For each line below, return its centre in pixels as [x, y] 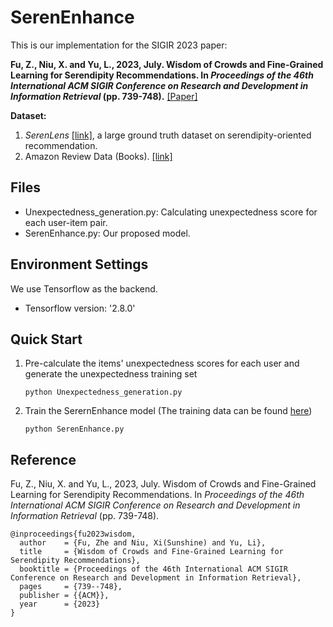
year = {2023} [60, 604]
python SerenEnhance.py [74, 429]
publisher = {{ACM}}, [64, 596]
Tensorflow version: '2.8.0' [80, 308]
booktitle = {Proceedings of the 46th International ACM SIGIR [153, 569]
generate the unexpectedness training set [111, 374]
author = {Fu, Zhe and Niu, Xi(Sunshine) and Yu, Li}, [143, 543]
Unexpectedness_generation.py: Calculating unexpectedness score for [171, 212]
